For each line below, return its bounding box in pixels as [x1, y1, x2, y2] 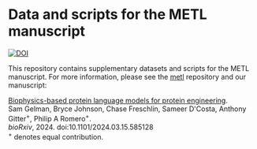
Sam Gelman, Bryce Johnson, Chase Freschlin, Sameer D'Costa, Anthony [8, 104, 247, 114]
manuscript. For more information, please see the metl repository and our [8, 72, 247, 81]
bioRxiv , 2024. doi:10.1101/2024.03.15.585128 [8, 122, 154, 132]
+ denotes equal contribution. [8, 130, 104, 141]
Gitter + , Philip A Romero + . [8, 112, 92, 123]
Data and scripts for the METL [8, 6, 207, 24]
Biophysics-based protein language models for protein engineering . [8, 95, 229, 105]
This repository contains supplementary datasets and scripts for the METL [8, 63, 250, 73]
